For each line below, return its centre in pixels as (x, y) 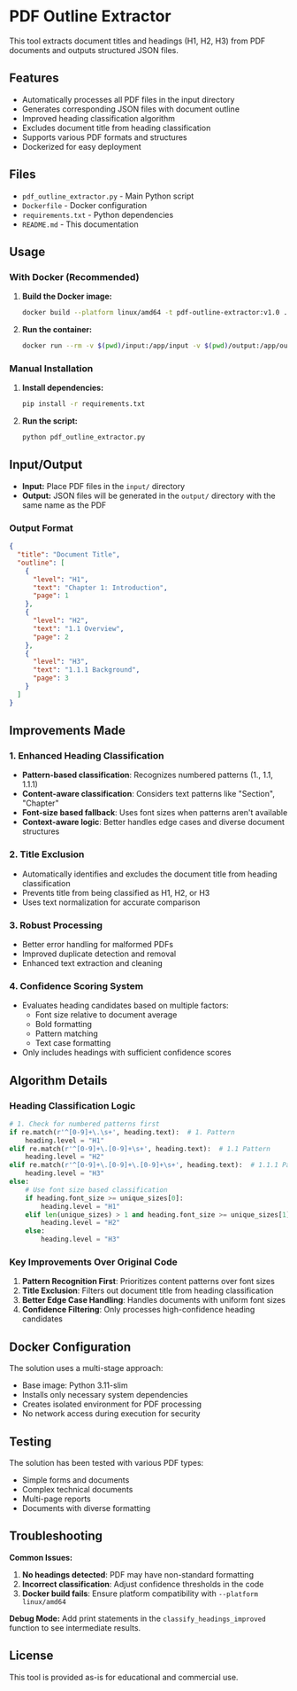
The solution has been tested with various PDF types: (107, 1462)
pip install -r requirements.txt (84, 404)
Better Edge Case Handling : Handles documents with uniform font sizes (153, 1300)
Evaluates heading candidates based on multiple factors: (125, 1005)
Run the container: (57, 330)
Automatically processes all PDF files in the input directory (128, 99)
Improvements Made (68, 731)
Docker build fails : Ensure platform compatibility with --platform (140, 1594)
